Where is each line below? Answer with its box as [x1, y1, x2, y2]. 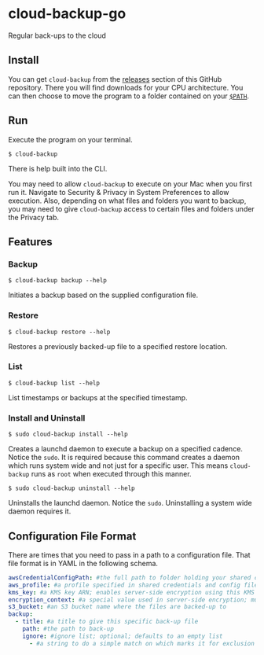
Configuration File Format [8, 529, 137, 543]
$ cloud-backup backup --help [8, 277, 108, 285]
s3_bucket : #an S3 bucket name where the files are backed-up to [8, 603, 226, 611]
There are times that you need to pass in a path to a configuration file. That [8, 550, 251, 559]
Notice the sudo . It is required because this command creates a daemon [8, 453, 240, 462]
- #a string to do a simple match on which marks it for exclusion [28, 639, 255, 647]
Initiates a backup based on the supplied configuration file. [8, 290, 199, 300]
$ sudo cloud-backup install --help [8, 430, 128, 439]
